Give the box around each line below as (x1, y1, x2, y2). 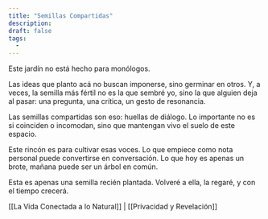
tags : (8, 34, 27, 43)
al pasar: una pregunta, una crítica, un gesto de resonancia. (8, 97, 206, 106)
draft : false (8, 27, 52, 35)
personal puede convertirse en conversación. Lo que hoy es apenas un (8, 154, 245, 163)
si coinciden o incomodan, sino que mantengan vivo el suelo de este (8, 121, 236, 130)
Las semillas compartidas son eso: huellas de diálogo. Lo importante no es (8, 112, 256, 122)
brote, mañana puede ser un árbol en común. (8, 162, 159, 171)
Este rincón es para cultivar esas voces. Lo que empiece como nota (8, 145, 233, 155)
